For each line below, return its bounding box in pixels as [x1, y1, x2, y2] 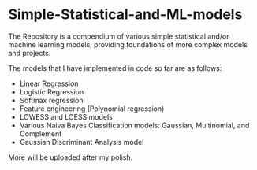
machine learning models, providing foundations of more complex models [8, 39, 248, 49]
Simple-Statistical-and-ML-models [8, 6, 243, 24]
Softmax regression [19, 95, 84, 105]
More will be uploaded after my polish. [8, 152, 132, 162]
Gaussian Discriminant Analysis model [19, 137, 144, 146]
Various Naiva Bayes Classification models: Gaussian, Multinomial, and [19, 120, 250, 130]
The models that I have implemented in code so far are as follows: [8, 63, 222, 72]
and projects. [8, 48, 51, 57]
